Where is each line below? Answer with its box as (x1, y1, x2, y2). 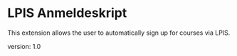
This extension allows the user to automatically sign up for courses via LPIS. (7, 28, 231, 37)
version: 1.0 (7, 42, 41, 50)
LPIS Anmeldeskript (7, 5, 127, 21)
